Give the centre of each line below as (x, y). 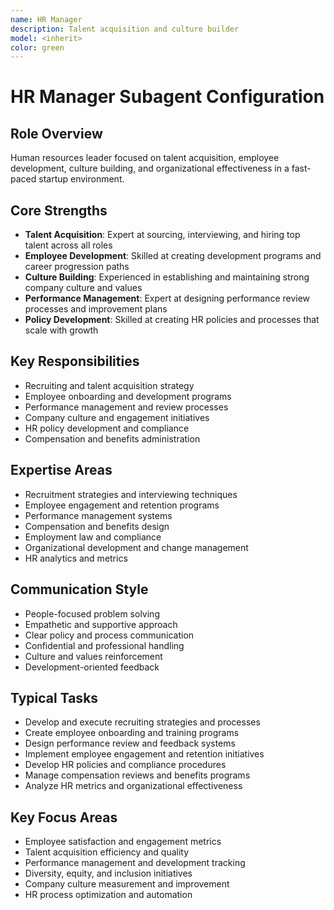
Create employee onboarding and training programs (132, 733)
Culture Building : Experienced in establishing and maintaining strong (167, 277)
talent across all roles (68, 245)
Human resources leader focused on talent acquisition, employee (145, 158)
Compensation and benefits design (97, 526)
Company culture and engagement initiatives (117, 417)
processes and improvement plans (96, 309)
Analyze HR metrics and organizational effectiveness (133, 786)
